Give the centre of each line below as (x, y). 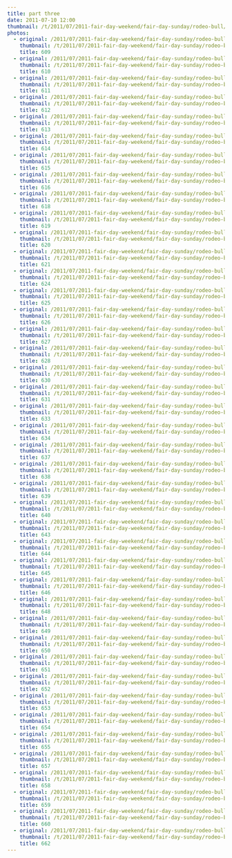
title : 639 (35, 496)
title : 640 (35, 515)
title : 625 (35, 303)
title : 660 (35, 824)
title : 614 (35, 149)
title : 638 (35, 477)
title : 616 (35, 188)
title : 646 (35, 592)
